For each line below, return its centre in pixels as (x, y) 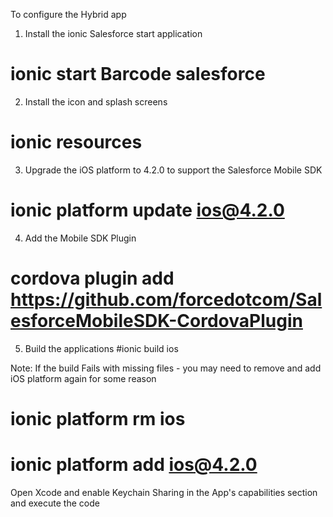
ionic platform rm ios (98, 418)
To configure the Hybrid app (68, 14)
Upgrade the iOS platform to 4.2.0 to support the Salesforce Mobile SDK (173, 170)
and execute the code (55, 503)
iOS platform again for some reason (83, 378)
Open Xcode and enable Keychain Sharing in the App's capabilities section (164, 492)
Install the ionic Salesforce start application (113, 33)
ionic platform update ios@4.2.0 (147, 210)
